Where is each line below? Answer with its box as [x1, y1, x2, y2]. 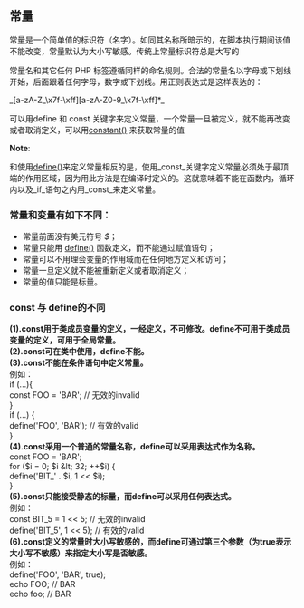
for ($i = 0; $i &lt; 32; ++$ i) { [9, 461, 116, 472]
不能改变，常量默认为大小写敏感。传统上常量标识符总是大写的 [9, 45, 240, 56]
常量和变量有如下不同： [9, 208, 111, 221]
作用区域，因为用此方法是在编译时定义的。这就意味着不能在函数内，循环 [24, 172, 295, 183]
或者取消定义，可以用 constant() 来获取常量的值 [9, 124, 185, 135]
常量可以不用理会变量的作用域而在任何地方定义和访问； [22, 254, 229, 265]
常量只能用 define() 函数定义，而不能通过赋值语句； [22, 243, 215, 254]
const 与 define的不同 [9, 302, 106, 314]
